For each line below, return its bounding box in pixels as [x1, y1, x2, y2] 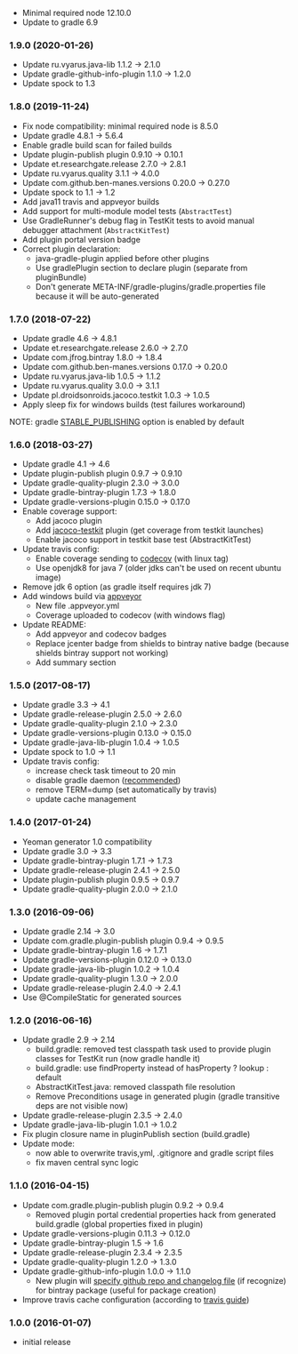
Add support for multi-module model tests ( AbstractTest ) [21, 205, 233, 216]
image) [35, 573, 61, 583]
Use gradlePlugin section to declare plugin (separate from [35, 262, 248, 273]
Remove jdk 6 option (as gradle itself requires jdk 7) [21, 581, 212, 592]
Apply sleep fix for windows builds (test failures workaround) [21, 399, 246, 410]
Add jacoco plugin [35, 516, 102, 526]
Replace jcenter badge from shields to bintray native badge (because [35, 638, 289, 649]
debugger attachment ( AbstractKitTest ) [21, 224, 170, 235]
